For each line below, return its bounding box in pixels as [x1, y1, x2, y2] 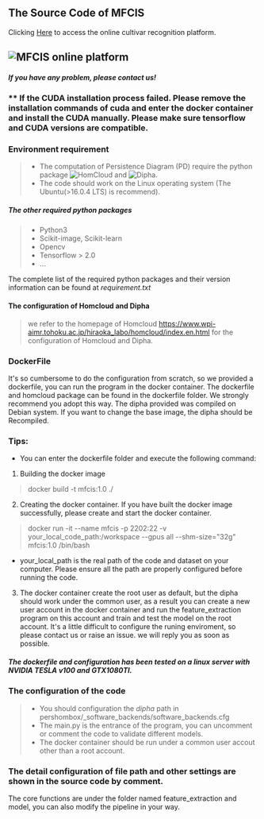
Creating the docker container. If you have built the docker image [19, 500, 233, 509]
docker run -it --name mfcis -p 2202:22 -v [27, 523, 167, 533]
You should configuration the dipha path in [39, 703, 180, 713]
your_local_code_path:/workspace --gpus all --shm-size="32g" [27, 532, 236, 542]
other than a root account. [39, 746, 125, 755]
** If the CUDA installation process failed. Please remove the [8, 93, 247, 104]
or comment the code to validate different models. [39, 728, 204, 738]
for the [211, 327, 234, 337]
